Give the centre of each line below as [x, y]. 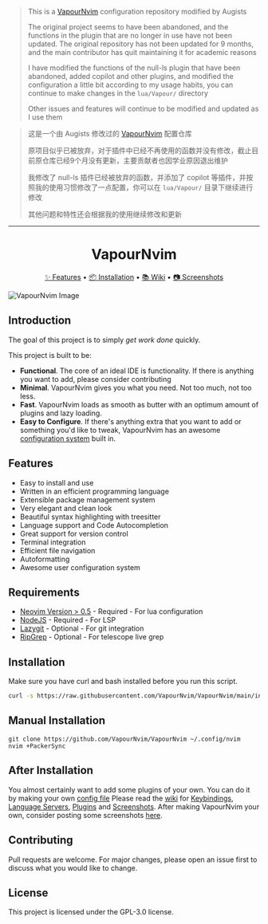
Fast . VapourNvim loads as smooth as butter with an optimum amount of [139, 404]
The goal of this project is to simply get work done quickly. [104, 340]
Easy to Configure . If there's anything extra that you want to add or [130, 421]
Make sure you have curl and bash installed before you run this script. [123, 682]
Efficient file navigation [57, 550]
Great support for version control [74, 533]
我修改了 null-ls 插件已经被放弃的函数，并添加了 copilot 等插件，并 [137, 177]
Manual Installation [57, 721]
